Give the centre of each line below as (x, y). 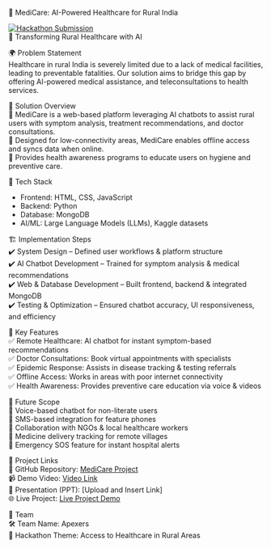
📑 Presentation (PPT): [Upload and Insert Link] (86, 490)
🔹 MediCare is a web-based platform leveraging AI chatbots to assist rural (131, 114)
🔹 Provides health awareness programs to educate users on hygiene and (129, 157)
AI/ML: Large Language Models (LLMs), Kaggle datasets (114, 223)
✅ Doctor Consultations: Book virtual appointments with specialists (120, 358)
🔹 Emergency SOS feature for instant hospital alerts (94, 445)
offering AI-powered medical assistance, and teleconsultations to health (129, 82)
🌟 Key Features (34, 332)
